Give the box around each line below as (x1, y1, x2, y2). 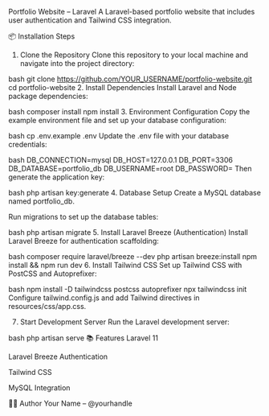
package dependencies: (8, 92, 88, 101)
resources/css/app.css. (8, 302, 87, 311)
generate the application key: (8, 172, 105, 182)
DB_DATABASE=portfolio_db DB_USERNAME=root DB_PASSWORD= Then (8, 164, 252, 173)
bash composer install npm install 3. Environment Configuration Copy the (8, 107, 251, 116)
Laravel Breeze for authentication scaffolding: (8, 237, 159, 245)
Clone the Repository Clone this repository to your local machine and (19, 50, 249, 60)
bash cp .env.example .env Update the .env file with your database (8, 131, 230, 140)
